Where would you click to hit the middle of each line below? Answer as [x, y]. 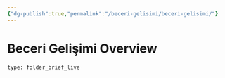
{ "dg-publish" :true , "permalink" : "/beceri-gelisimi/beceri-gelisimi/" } [113, 14]
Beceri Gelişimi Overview [82, 48]
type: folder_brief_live [44, 67]
